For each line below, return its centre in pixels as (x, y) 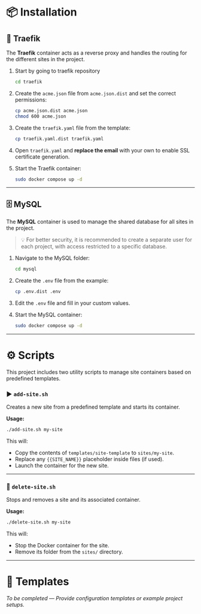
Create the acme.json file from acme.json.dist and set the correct (95, 93)
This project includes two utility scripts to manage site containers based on (99, 372)
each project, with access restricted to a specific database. (94, 247)
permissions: (31, 100)
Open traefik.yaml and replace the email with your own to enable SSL (102, 150)
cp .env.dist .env (38, 292)
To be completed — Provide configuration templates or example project (95, 598)
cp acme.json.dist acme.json (51, 110)
